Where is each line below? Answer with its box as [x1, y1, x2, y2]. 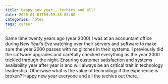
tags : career [5, 21, 33, 27]
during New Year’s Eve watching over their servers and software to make [5, 41, 157, 47]
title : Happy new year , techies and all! [5, 7, 96, 13]
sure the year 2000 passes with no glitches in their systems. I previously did [5, 46, 163, 52]
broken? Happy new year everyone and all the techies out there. [5, 73, 139, 79]
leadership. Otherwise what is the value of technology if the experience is [5, 68, 158, 74]
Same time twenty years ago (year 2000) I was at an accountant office [5, 35, 152, 41]
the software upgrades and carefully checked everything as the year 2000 [5, 52, 160, 58]
